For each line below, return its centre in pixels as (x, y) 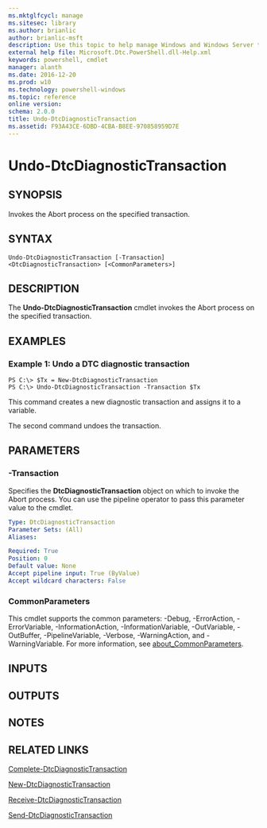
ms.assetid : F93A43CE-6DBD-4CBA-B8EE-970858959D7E (94, 126)
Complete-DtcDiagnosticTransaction (68, 769)
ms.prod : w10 (30, 82)
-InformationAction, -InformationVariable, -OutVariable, (145, 627)
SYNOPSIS (35, 195)
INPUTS (28, 669)
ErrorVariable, (31, 627)
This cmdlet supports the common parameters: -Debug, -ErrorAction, (122, 619)
